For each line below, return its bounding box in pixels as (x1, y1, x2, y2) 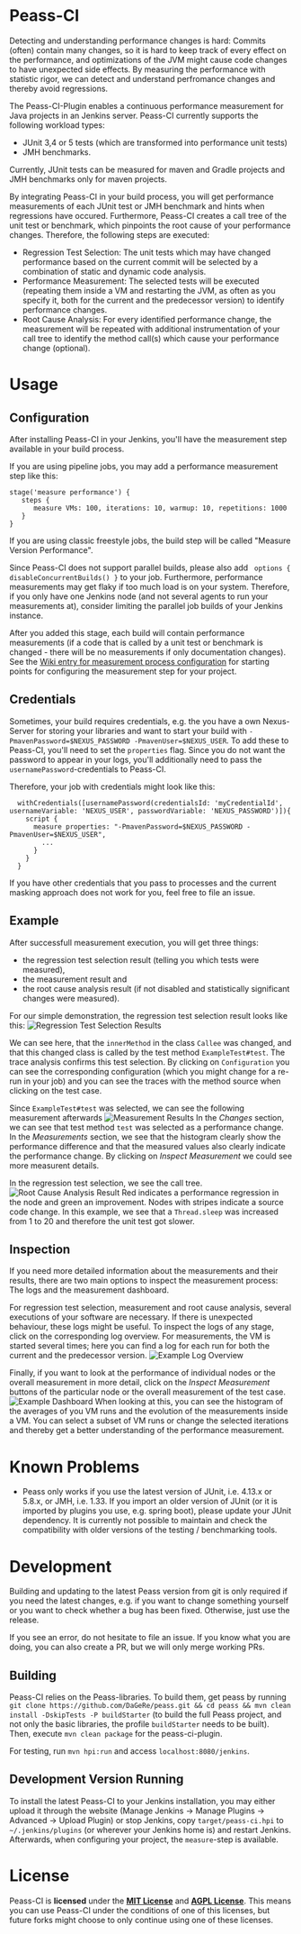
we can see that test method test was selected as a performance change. (9, 1121, 285, 1132)
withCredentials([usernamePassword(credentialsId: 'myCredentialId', (17, 798, 283, 807)
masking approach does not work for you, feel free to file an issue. (9, 886, 256, 897)
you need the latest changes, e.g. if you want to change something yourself (9, 1595, 289, 1606)
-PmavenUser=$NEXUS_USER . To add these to (133, 735, 289, 746)
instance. (9, 610, 44, 621)
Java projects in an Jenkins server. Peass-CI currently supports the (9, 110, 259, 121)
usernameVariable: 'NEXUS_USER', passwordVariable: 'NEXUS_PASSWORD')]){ (9, 806, 292, 815)
